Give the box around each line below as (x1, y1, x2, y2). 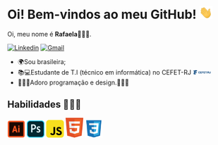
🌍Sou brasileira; (17, 58, 66, 66)
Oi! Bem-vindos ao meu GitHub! (7, 6, 197, 23)
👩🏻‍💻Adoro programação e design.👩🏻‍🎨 (17, 78, 129, 87)
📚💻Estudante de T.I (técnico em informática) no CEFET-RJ (17, 68, 192, 77)
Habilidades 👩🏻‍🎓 (7, 99, 82, 111)
